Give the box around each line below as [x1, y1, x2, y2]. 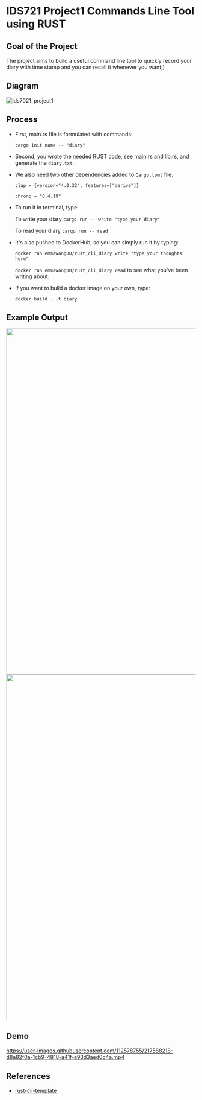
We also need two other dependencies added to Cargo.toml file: [14, 171, 173, 178]
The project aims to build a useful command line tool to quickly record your [6, 57, 192, 64]
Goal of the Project [6, 41, 78, 51]
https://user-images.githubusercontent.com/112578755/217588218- [6, 1047, 173, 1054]
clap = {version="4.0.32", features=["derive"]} [14, 182, 139, 188]
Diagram [6, 81, 39, 91]
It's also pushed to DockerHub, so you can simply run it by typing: [14, 238, 179, 246]
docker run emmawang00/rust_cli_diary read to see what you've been [14, 266, 188, 273]
